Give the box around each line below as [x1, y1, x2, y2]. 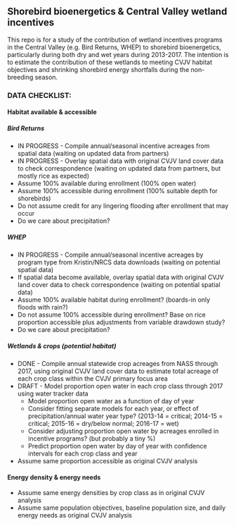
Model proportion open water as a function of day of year [27, 397, 195, 405]
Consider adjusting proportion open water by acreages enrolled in [27, 427, 219, 436]
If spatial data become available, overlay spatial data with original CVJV [17, 273, 224, 281]
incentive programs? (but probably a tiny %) [27, 434, 156, 443]
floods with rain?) [17, 303, 68, 312]
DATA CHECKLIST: [7, 90, 72, 100]
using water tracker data [17, 389, 89, 398]
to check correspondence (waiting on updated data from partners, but [17, 164, 221, 173]
